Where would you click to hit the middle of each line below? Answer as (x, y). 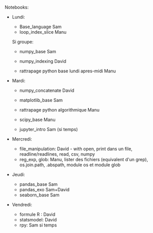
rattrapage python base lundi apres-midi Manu (68, 71)
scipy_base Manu (37, 120)
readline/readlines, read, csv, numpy (57, 154)
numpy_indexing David (43, 61)
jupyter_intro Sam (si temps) (49, 129)
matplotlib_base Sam (41, 100)
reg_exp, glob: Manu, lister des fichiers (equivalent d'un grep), (84, 159)
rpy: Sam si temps (38, 225)
